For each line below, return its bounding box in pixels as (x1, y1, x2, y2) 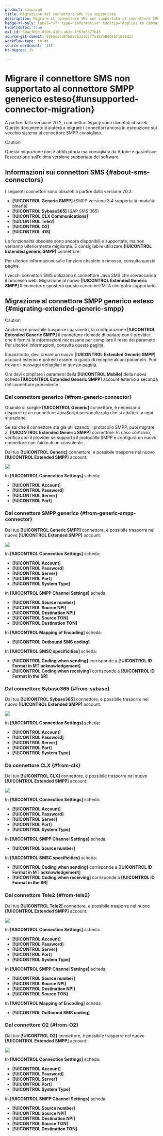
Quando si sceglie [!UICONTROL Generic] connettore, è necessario (5, 405, 141, 410)
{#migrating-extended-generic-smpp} (5, 304, 125, 313)
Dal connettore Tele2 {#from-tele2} (5, 892, 91, 899)
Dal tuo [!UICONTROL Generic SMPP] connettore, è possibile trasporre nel (5, 527, 155, 533)
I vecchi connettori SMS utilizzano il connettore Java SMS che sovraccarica (5, 273, 156, 278)
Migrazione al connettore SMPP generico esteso (5, 297, 154, 305)
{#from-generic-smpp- (80, 510, 136, 517)
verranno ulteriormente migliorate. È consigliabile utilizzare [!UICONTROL (5, 243, 152, 249)
